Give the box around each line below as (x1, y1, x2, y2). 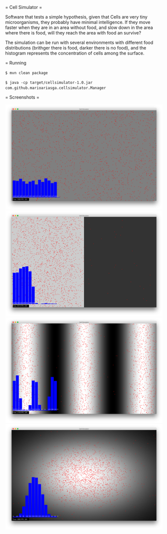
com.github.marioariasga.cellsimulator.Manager (5, 85, 106, 90)
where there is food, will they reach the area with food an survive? (5, 30, 141, 35)
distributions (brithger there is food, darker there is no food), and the (5, 45, 146, 50)
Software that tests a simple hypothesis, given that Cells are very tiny (5, 14, 147, 19)
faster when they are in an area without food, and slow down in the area (5, 24, 153, 30)
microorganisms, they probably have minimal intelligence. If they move (5, 19, 151, 25)
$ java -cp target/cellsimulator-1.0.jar (5, 80, 93, 85)
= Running (5, 60, 26, 65)
